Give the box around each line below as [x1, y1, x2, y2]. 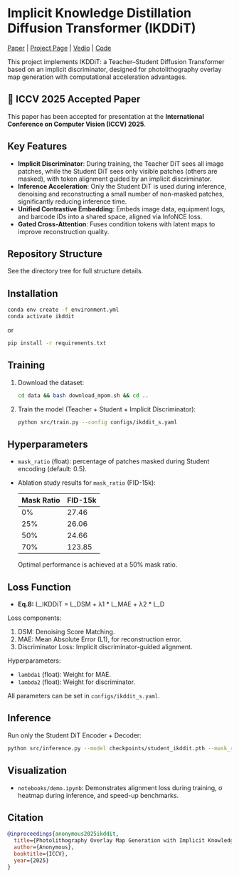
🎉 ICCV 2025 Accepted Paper [7, 93, 141, 105]
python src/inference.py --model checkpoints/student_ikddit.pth [7, 745, 205, 752]
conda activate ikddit [7, 313, 75, 320]
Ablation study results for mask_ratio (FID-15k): [17, 478, 156, 487]
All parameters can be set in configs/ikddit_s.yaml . [7, 692, 160, 700]
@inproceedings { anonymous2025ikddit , [7, 831, 119, 838]
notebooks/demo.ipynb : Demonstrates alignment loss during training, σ [17, 783, 223, 792]
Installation [7, 287, 58, 300]
